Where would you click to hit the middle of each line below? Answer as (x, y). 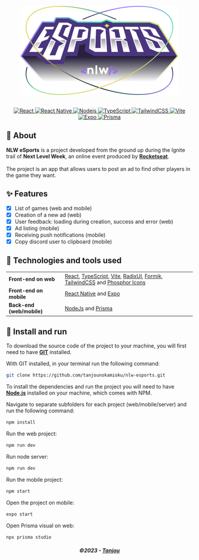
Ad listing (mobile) (37, 228)
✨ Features (27, 194)
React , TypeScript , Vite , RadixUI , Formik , (114, 276)
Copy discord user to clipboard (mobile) (63, 241)
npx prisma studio (29, 537)
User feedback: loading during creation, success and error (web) (94, 221)
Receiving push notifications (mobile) (60, 235)
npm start (18, 491)
